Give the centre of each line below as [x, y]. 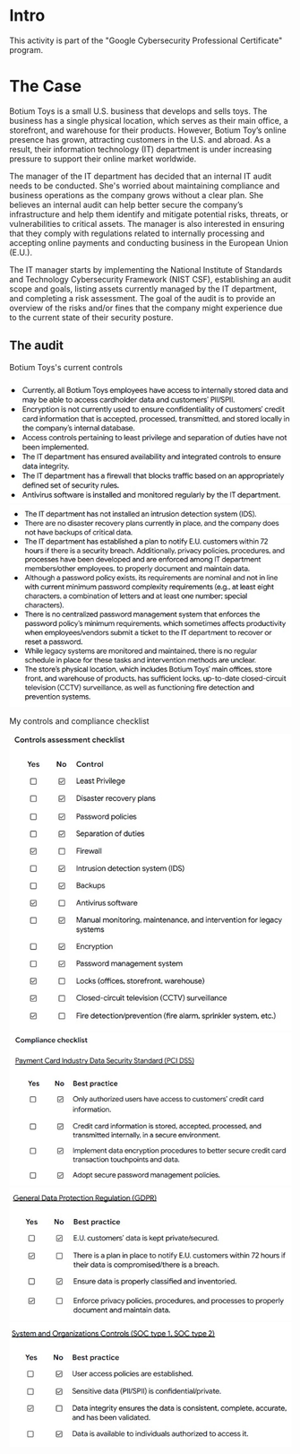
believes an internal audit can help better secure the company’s [126, 205]
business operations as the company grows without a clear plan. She [137, 195]
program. [26, 49]
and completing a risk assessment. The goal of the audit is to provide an [142, 298]
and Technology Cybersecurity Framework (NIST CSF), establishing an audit [150, 279]
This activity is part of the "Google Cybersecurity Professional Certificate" [146, 40]
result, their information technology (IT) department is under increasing [141, 149]
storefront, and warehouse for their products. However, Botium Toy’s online [148, 130]
